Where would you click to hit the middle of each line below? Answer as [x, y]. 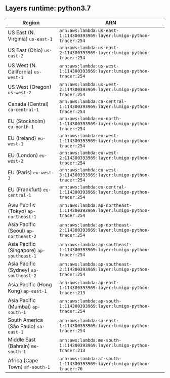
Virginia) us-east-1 [30, 39]
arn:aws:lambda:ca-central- [93, 101]
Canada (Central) [28, 104]
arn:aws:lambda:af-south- [90, 358]
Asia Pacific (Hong [30, 284]
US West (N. [22, 65]
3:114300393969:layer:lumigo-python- [104, 175]
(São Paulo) [22, 326]
